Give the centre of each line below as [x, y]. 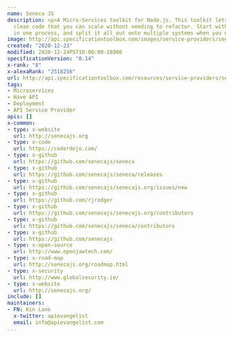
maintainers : [26, 303]
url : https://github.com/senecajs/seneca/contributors [94, 226]
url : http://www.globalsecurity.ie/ [66, 277]
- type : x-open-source [40, 245]
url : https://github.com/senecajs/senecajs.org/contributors [104, 213]
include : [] [24, 297]
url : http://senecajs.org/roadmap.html [71, 264]
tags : [15, 84]
